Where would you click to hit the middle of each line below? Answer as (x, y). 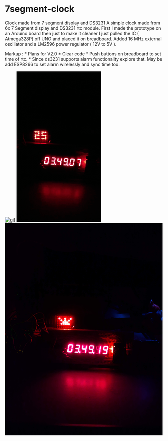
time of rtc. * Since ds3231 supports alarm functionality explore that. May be (84, 59)
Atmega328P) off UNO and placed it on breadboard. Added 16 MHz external (83, 39)
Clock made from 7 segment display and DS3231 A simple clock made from (83, 23)
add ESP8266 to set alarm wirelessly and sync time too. (62, 64)
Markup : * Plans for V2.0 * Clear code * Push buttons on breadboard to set (83, 54)
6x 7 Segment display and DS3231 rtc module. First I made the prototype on (83, 28)
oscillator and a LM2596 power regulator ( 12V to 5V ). (61, 44)
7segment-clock (40, 9)
